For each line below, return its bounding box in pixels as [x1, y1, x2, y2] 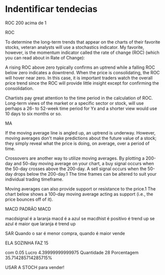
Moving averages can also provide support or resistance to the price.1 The [5, 185, 156, 191]
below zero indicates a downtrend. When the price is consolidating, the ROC [5, 69, 160, 75]
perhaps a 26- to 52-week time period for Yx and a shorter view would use [5, 105, 158, 111]
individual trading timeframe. [5, 176, 64, 182]
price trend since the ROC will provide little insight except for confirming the [5, 80, 159, 86]
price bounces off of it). [5, 196, 53, 202]
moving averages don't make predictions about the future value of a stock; [5, 135, 157, 141]
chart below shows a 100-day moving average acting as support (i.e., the [5, 191, 154, 197]
